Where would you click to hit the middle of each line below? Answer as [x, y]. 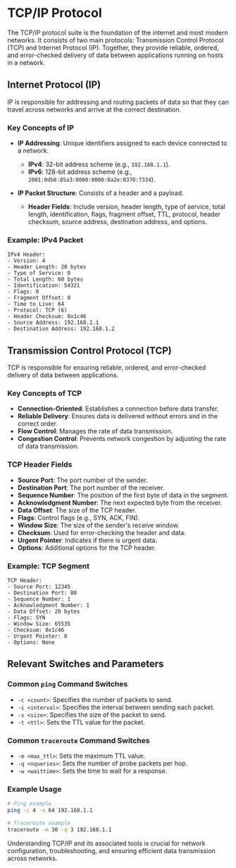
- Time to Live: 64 [36, 304]
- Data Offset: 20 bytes [44, 612]
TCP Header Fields [40, 464]
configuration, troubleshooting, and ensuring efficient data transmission [112, 850]
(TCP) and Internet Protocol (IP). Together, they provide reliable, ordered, [113, 47]
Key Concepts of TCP [45, 394]
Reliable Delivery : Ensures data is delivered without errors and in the [118, 416]
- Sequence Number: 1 [39, 599]
